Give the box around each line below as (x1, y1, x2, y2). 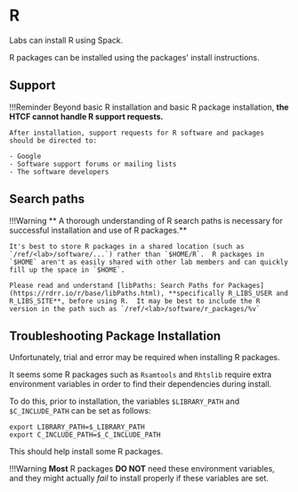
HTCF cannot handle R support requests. (9, 111, 164, 121)
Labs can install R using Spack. (9, 35, 124, 45)
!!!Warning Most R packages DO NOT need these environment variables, (9, 463, 276, 474)
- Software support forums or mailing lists (9, 160, 177, 168)
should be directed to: (9, 135, 98, 145)
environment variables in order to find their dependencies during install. (9, 379, 272, 389)
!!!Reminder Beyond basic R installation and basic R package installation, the (9, 102, 289, 112)
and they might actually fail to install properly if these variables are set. (9, 473, 270, 484)
